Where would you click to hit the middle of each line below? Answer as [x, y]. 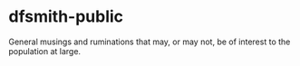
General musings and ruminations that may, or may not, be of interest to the [150, 42]
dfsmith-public [66, 17]
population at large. [45, 51]
